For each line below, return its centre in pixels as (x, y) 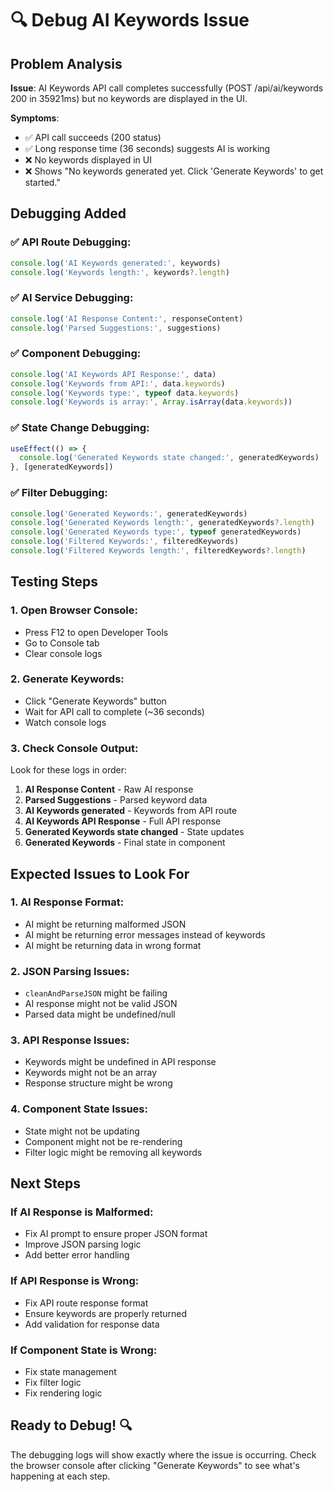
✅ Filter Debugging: (59, 493)
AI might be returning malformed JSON (105, 924)
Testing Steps (54, 582)
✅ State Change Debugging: (80, 428)
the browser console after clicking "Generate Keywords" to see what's (155, 1465)
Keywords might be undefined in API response (120, 1062)
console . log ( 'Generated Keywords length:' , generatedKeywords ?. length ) (162, 523)
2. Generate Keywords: (67, 679)
